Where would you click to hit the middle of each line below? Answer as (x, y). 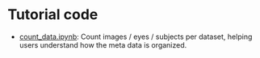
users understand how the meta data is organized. (103, 44)
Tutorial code (53, 15)
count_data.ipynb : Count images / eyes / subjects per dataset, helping (136, 37)
